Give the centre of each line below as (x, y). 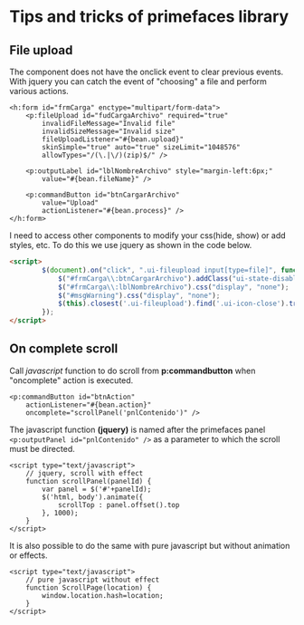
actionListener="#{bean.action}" (89, 405)
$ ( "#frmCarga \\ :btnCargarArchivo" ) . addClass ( (145, 278)
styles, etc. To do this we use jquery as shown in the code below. (131, 245)
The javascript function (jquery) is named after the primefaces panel (138, 429)
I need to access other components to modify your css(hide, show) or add (148, 236)
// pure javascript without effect (93, 580)
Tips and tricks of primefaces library (149, 17)
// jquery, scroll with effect (85, 473)
